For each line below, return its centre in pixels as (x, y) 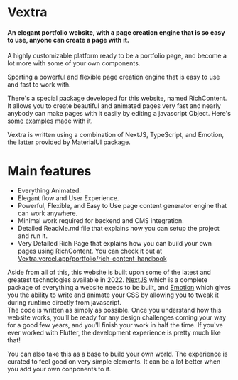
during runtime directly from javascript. (65, 303)
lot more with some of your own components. (74, 63)
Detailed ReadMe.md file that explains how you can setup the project (119, 229)
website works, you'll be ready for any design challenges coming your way (117, 317)
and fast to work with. (39, 85)
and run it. (33, 236)
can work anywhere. (48, 213)
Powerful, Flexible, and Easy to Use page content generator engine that (122, 206)
